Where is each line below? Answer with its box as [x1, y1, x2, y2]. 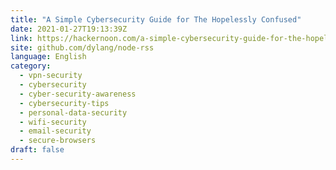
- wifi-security [19, 117, 87, 127]
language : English [10, 52, 87, 62]
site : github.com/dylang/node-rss [10, 42, 155, 53]
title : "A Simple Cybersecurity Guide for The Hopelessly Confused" [10, 14, 302, 25]
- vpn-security [19, 71, 83, 81]
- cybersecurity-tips [19, 98, 110, 108]
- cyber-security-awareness [19, 89, 137, 99]
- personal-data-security [19, 107, 128, 118]
